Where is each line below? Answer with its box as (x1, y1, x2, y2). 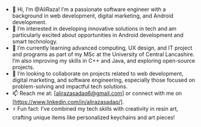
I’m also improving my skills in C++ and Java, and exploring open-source (12, 57, 196, 64)
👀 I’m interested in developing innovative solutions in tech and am (12, 25, 177, 32)
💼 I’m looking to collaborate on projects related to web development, (12, 70, 184, 77)
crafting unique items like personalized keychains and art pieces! (12, 114, 175, 121)
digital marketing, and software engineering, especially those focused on (12, 76, 196, 83)
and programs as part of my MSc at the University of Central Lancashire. (12, 51, 195, 57)
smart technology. (12, 38, 58, 45)
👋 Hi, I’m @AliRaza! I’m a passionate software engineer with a (12, 6, 166, 13)
